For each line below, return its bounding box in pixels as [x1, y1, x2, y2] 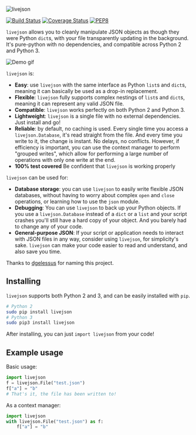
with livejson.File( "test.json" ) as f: [6, 419, 104, 424]
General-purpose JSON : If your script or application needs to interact [14, 230, 184, 236]
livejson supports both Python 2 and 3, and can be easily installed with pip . [6, 292, 191, 299]
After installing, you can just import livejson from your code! [6, 330, 154, 338]
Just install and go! [14, 119, 60, 126]
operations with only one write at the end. [14, 157, 116, 163]
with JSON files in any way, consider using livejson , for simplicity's [14, 235, 179, 243]
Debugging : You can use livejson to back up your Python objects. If [14, 204, 181, 211]
